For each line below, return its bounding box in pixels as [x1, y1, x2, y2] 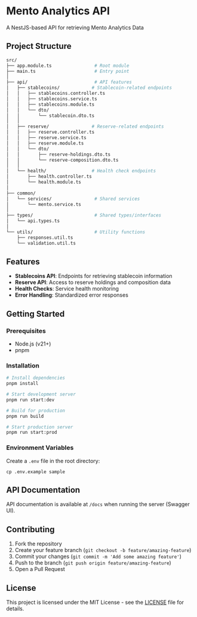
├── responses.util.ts [17, 235, 73, 240]
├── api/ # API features [6, 79, 133, 85]
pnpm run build [6, 413, 44, 419]
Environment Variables [6, 443, 74, 452]
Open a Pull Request [14, 566, 66, 573]
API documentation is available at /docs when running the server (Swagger [6, 501, 190, 508]
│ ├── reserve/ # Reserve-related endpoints [6, 124, 164, 129]
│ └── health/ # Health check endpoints [6, 168, 156, 174]
